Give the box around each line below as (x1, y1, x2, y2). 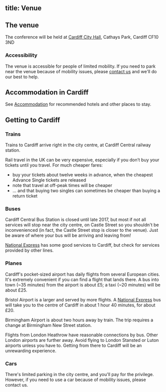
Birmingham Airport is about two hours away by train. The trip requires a (5, 317, 154, 323)
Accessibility (5, 52, 38, 59)
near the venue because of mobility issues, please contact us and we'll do (5, 68, 157, 74)
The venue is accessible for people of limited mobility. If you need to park (5, 63, 156, 69)
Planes (5, 260, 22, 267)
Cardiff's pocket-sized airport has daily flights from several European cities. (5, 271, 160, 277)
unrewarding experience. (5, 348, 57, 354)
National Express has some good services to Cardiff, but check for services (5, 242, 160, 248)
